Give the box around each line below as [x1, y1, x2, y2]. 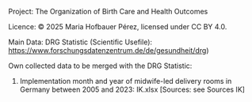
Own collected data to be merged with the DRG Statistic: [8, 61, 193, 70]
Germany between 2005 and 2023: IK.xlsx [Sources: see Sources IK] [19, 85, 246, 94]
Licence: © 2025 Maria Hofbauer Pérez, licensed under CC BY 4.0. [8, 22, 227, 31]
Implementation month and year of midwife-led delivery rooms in [19, 77, 232, 85]
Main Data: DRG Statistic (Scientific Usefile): [8, 37, 153, 47]
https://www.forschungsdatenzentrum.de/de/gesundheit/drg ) [8, 46, 209, 55]
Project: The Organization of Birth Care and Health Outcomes [8, 7, 208, 16]
